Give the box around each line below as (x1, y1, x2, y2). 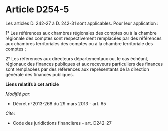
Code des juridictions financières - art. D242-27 (12, 120, 112, 126)
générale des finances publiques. (5, 71, 74, 77)
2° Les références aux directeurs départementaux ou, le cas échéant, (5, 55, 149, 61)
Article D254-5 (5, 4, 69, 15)
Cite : (5, 110, 15, 116)
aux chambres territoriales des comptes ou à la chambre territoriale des (5, 40, 153, 46)
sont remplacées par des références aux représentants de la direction (5, 66, 149, 72)
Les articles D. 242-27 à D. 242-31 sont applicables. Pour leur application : (5, 20, 159, 26)
